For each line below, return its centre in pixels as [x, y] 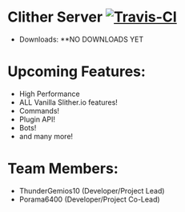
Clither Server [55, 17]
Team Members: [63, 169]
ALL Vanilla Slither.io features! [68, 102]
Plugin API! [37, 119]
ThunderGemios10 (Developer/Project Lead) [92, 190]
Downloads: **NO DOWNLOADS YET [81, 39]
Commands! [39, 110]
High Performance [50, 94]
